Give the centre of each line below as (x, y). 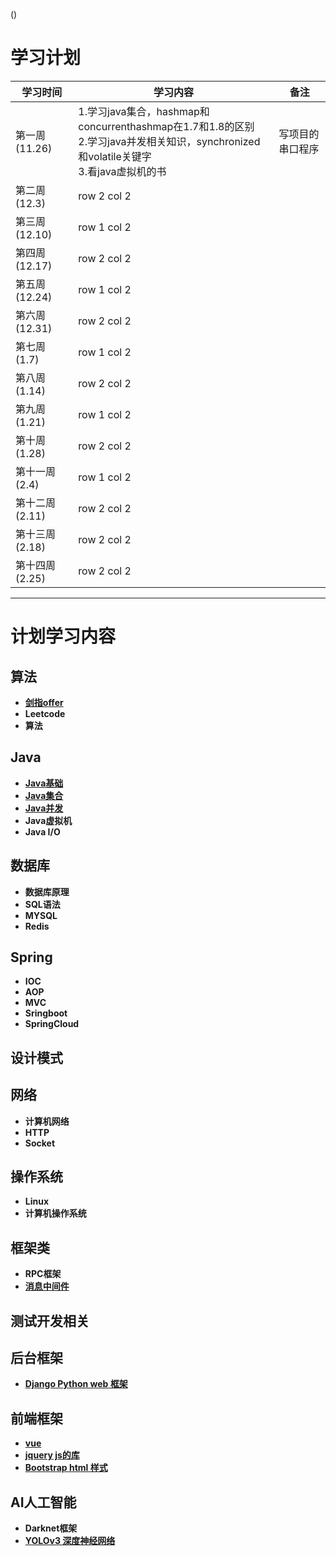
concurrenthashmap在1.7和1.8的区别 (166, 126)
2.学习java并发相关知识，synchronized (169, 141)
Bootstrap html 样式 (66, 1468)
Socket (40, 1143)
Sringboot (46, 1013)
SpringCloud (52, 1024)
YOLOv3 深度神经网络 (70, 1541)
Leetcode (45, 713)
